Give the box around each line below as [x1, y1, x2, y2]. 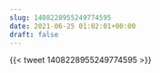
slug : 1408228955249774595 [9, 13, 112, 23]
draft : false [9, 30, 59, 39]
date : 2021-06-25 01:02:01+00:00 [9, 22, 136, 31]
